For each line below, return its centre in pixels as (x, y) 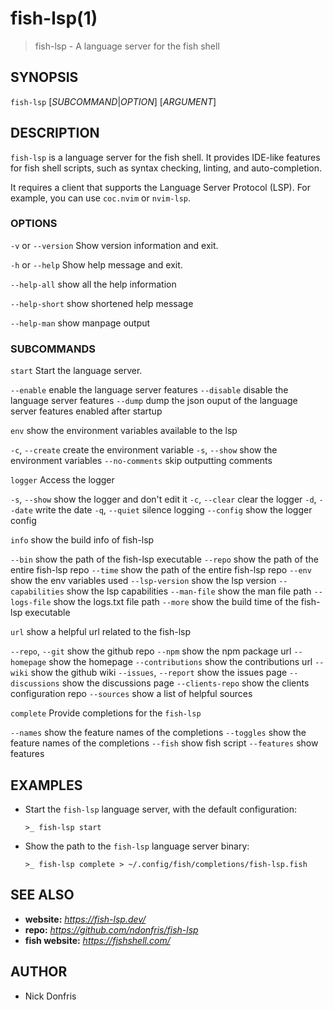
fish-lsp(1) (54, 18)
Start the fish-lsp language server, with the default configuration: (161, 809)
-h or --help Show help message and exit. (96, 264)
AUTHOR (39, 972)
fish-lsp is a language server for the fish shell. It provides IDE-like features (165, 157)
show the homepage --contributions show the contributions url (180, 662)
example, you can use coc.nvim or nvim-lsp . (101, 198)
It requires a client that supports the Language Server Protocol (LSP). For (161, 187)
